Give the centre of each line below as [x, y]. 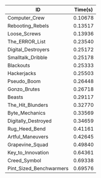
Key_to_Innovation [28, 152]
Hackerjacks [22, 73]
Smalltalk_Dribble [28, 57]
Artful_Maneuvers [28, 137]
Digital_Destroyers [29, 49]
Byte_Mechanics [27, 113]
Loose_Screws [24, 34]
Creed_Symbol [24, 160]
